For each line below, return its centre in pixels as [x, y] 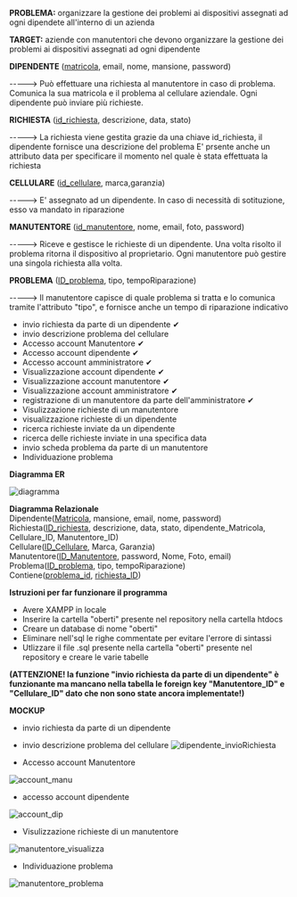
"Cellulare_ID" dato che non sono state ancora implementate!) [127, 693]
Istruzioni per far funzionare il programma [88, 593]
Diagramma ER [37, 474]
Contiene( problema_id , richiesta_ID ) [75, 575]
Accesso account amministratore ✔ [87, 362]
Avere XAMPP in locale [64, 609]
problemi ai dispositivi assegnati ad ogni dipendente [105, 49]
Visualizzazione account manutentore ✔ [95, 381]
